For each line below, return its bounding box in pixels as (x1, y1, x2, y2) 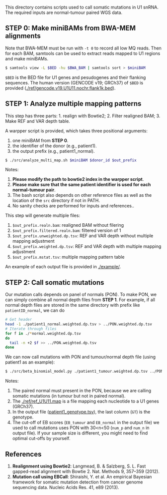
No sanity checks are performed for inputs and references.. (12, 203, 135, 209)
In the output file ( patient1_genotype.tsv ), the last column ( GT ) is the (12, 409, 151, 415)
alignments (5, 32, 41, 40)
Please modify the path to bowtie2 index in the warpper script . (12, 176, 144, 182)
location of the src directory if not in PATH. (12, 197, 100, 204)
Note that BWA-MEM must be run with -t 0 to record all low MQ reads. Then (5, 45, 162, 51)
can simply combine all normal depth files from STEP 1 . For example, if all (5, 297, 156, 303)
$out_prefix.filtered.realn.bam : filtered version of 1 (12, 227, 121, 234)
